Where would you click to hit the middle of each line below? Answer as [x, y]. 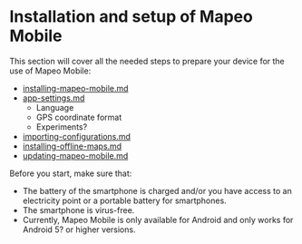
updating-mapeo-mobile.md [75, 155]
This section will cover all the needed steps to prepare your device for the [147, 61]
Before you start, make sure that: [71, 173]
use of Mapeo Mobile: [50, 71]
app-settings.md [54, 98]
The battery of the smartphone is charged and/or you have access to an [157, 190]
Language [55, 107]
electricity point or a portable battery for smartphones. [124, 200]
